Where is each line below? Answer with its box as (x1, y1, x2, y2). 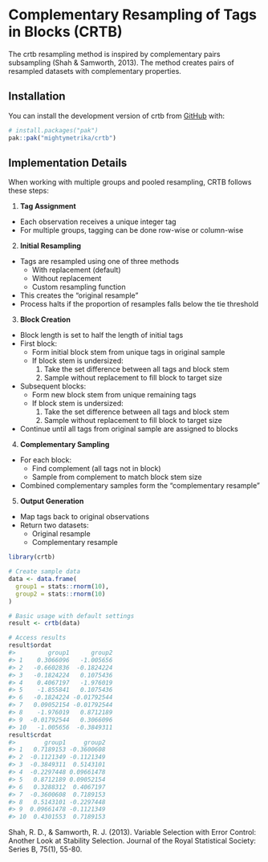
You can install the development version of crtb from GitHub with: (8, 111, 225, 120)
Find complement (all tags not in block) (31, 464, 162, 474)
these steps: (8, 186, 50, 196)
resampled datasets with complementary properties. (8, 66, 182, 75)
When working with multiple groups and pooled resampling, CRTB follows (8, 177, 252, 187)
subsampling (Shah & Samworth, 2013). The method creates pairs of (8, 58, 234, 67)
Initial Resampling (19, 241, 82, 250)
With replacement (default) (31, 265, 122, 274)
